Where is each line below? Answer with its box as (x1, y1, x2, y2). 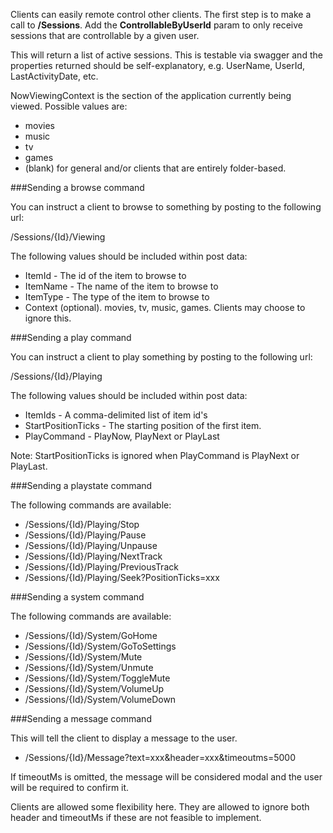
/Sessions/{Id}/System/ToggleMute (24, 672, 171, 684)
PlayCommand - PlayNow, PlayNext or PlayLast (24, 430, 220, 442)
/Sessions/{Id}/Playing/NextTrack (24, 550, 163, 562)
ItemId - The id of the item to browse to (24, 270, 187, 281)
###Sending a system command (10, 591, 145, 603)
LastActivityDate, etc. (10, 70, 99, 82)
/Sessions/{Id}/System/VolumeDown (24, 694, 177, 705)
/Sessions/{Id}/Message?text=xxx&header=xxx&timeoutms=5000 (24, 752, 296, 763)
